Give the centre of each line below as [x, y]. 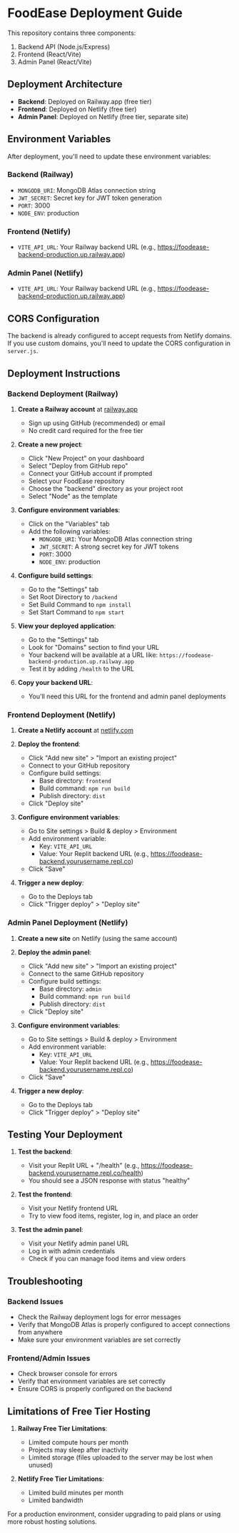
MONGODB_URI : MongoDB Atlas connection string [86, 190]
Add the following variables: [69, 531]
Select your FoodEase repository [76, 481]
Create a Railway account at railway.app [77, 409]
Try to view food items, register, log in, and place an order [113, 1216]
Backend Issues [36, 1301]
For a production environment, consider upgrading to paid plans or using [114, 1514]
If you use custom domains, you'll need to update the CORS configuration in [119, 343]
